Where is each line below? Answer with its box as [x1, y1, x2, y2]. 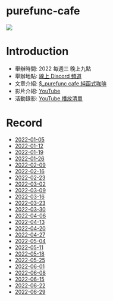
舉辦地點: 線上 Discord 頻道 [14, 72, 82, 79]
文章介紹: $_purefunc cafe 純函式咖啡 [14, 79, 107, 87]
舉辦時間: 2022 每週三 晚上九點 [14, 64, 92, 72]
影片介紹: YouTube [14, 87, 61, 94]
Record [6, 116, 43, 130]
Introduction [6, 45, 69, 58]
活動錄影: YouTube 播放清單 [14, 94, 83, 102]
